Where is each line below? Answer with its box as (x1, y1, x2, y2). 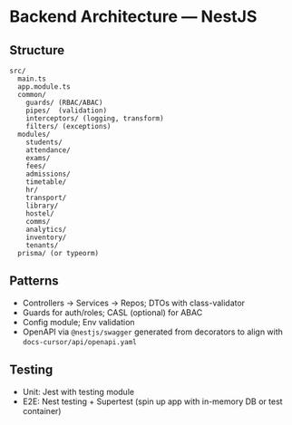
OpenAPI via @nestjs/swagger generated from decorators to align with (22, 326, 284, 337)
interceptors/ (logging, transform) (25, 114, 165, 123)
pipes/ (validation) (25, 106, 107, 115)
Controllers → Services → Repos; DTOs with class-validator (22, 297, 246, 308)
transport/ (25, 193, 67, 202)
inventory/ (25, 233, 67, 242)
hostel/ (25, 209, 54, 218)
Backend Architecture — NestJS (9, 6, 258, 27)
